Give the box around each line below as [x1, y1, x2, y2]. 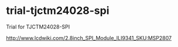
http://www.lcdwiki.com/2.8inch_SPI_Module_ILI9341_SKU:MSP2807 [6, 34, 172, 41]
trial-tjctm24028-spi [6, 4, 109, 17]
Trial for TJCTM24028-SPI [6, 23, 70, 30]
